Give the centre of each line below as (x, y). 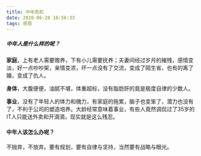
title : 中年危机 (25, 12)
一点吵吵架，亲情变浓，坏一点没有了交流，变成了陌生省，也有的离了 (108, 68)
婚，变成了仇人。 (28, 76)
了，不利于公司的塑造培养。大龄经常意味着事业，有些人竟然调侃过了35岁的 (100, 109)
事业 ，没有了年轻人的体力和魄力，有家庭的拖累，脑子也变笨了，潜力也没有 (100, 102)
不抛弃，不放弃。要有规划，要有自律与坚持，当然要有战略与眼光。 (89, 147)
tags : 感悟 (19, 23)
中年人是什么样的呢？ (33, 43)
